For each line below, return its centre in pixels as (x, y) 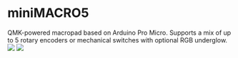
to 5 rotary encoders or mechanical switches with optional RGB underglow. (117, 40)
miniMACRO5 (48, 13)
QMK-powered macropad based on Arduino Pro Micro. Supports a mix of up (119, 33)
